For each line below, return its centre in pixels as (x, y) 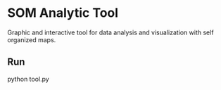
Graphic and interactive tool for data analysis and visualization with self (110, 32)
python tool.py (28, 79)
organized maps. (32, 39)
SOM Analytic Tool (63, 13)
